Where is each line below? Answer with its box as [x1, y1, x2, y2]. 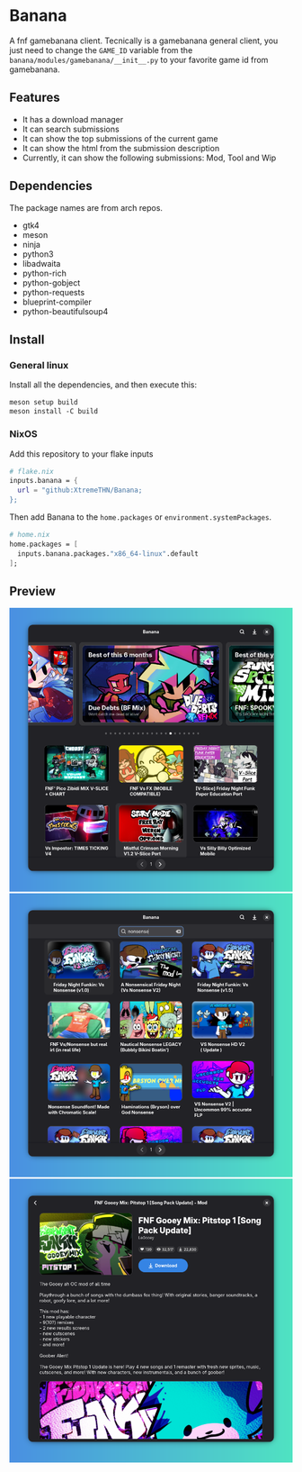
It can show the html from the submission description [22, 142, 220, 153]
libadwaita [22, 258, 61, 268]
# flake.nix [9, 467, 54, 476]
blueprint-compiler [22, 296, 93, 307]
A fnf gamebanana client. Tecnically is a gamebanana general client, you [9, 35, 279, 46]
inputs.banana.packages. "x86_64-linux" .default [17, 549, 200, 559]
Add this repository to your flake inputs [9, 448, 154, 459]
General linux [9, 359, 69, 371]
